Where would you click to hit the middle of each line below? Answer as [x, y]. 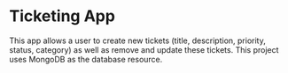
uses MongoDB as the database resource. [86, 59]
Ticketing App [62, 16]
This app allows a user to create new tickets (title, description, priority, [137, 40]
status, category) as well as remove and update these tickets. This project [144, 49]
